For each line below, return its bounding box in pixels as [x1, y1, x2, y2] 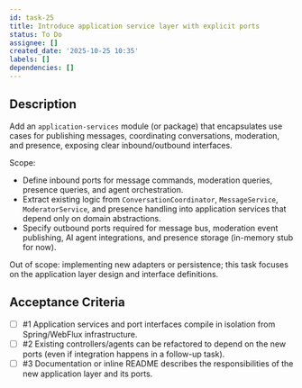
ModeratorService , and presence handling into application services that [22, 203, 287, 214]
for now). [22, 241, 57, 252]
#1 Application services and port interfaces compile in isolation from [22, 319, 276, 329]
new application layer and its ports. [22, 368, 153, 379]
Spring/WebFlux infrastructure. [22, 329, 138, 339]
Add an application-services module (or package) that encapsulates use [9, 121, 283, 131]
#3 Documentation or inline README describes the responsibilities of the [22, 357, 294, 369]
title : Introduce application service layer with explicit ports [9, 22, 260, 31]
